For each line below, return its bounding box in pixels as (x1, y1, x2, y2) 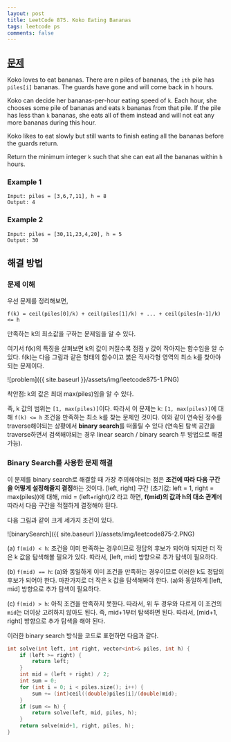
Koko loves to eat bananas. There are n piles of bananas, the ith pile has (7, 75, 214, 84)
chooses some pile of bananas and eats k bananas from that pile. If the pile (7, 104, 221, 112)
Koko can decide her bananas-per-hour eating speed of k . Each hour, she (7, 96, 217, 105)
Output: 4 (7, 199, 36, 206)
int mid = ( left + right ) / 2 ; (19, 671, 110, 678)
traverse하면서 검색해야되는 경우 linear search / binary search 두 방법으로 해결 (7, 431, 223, 439)
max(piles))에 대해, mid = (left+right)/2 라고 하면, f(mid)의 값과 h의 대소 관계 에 (7, 492, 223, 500)
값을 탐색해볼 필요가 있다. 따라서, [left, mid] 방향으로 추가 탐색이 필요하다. (19, 552, 218, 561)
